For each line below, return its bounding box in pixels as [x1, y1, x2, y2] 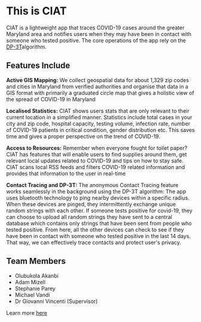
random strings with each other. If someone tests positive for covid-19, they [6, 207, 193, 214]
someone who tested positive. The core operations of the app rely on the [6, 37, 187, 44]
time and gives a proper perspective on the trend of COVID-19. [6, 133, 160, 140]
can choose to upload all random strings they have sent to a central [6, 213, 172, 220]
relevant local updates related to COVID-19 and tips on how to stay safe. [6, 157, 184, 164]
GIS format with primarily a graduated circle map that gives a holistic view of [6, 89, 194, 97]
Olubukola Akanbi [14, 272, 59, 279]
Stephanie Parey [14, 285, 56, 292]
